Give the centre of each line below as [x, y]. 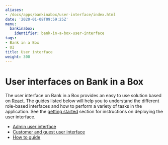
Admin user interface [34, 127]
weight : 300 [18, 57]
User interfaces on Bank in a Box [74, 82]
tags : [11, 38]
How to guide [26, 137]
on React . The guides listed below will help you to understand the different [82, 101]
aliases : [14, 10]
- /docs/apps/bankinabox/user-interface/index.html [60, 15]
